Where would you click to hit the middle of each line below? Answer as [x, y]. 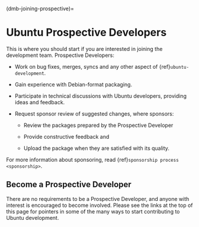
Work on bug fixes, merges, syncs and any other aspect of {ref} [92, 66]
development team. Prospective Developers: [60, 55]
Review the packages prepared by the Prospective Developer [98, 125]
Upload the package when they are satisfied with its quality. [97, 148]
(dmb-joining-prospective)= [40, 9]
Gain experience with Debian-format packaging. [73, 84]
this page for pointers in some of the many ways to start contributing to [93, 211]
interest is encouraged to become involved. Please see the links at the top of [99, 205]
